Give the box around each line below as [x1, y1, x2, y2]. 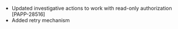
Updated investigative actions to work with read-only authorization [11, 5, 172, 11]
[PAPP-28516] [11, 11, 46, 18]
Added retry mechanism [11, 17, 70, 23]
